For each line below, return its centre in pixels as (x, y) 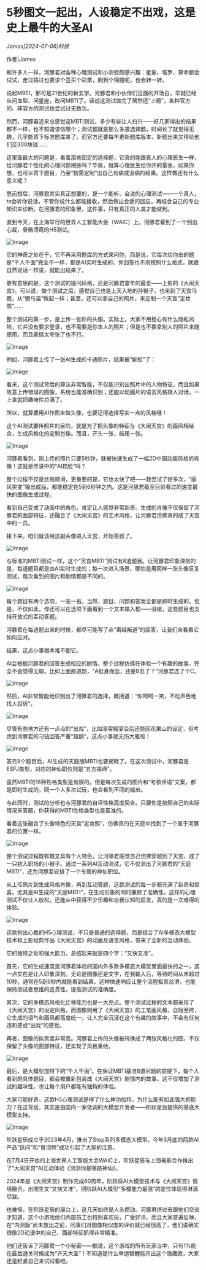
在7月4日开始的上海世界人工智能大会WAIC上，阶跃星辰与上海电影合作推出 (100, 1160)
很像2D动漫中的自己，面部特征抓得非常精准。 (64, 1233)
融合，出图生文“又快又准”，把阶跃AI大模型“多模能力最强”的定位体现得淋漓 (105, 1188)
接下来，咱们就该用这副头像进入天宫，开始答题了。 (71, 536)
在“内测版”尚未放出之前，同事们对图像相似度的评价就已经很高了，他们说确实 (103, 1225)
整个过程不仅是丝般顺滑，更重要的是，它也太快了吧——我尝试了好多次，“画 (102, 479)
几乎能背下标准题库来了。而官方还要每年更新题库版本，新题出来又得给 (105, 136)
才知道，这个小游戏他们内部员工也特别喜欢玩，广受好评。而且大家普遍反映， (103, 1217)
